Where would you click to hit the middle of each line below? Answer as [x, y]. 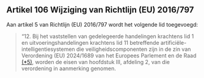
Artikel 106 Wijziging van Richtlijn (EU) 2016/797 [100, 10]
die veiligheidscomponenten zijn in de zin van [133, 49]
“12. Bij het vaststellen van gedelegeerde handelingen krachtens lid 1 [107, 36]
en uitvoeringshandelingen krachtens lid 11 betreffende [90, 42]
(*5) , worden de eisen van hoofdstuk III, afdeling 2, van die [95, 62]
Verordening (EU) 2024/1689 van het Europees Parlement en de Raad [109, 55]
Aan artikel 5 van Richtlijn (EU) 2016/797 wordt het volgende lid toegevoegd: [102, 24]
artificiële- [173, 42]
